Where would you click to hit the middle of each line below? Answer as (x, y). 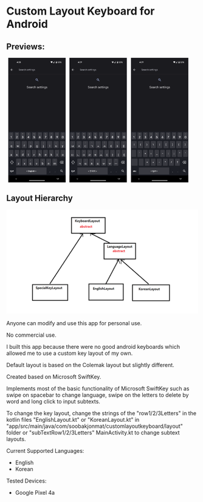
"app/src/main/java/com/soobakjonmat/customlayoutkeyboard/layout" (95, 426)
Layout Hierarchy (40, 198)
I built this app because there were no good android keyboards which (93, 346)
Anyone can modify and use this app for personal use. (74, 323)
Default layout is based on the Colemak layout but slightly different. (90, 365)
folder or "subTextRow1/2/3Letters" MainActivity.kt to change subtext (93, 432)
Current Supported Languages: (45, 450)
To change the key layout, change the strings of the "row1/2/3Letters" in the (101, 413)
